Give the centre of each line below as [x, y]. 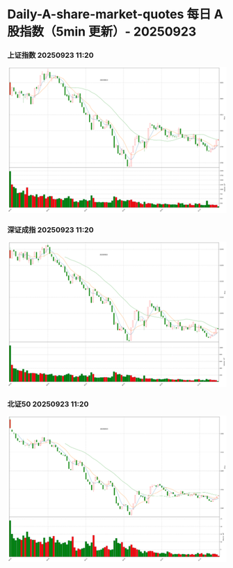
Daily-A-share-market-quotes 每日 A [115, 14]
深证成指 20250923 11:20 [50, 230]
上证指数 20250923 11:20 [50, 55]
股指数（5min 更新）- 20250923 [102, 32]
